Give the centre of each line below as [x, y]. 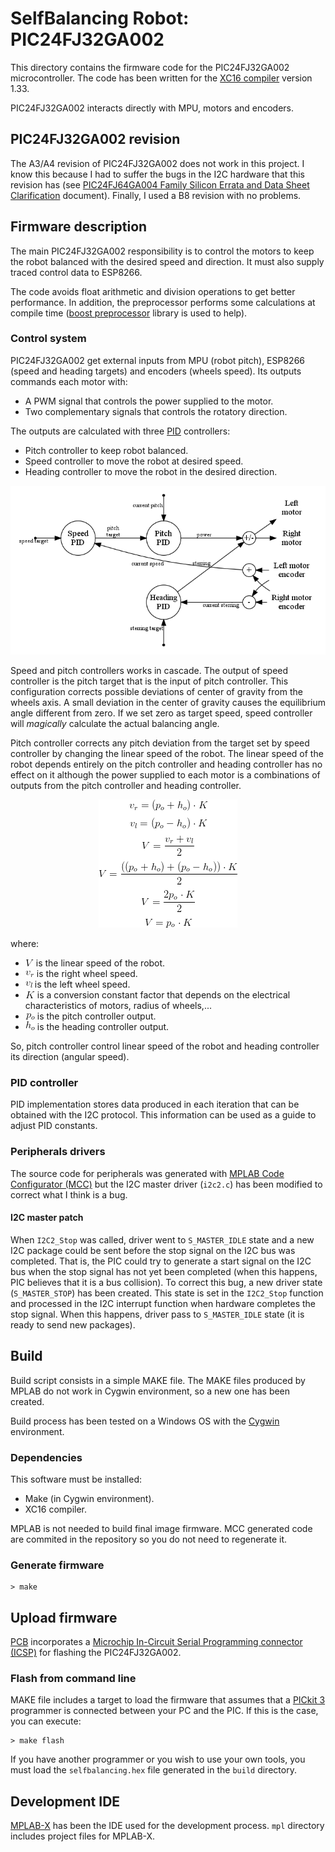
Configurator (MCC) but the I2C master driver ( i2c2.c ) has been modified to [166, 1184]
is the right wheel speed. [87, 974]
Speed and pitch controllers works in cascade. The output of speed [149, 671]
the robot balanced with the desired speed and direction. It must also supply [167, 261]
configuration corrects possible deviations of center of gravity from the [156, 692]
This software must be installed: [76, 1479]
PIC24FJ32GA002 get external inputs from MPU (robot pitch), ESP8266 [158, 360]
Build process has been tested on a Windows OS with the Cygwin [145, 1421]
